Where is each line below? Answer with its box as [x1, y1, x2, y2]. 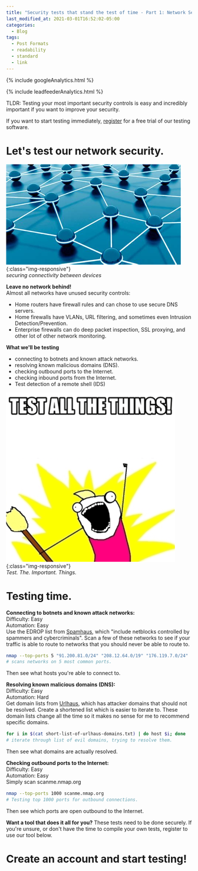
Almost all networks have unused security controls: [6, 289, 131, 296]
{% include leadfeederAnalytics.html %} [6, 88, 104, 95]
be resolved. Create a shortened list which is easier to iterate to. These [6, 706, 178, 713]
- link [11, 59, 28, 65]
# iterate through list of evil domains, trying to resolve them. [6, 737, 173, 743]
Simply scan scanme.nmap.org [6, 779, 81, 785]
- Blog [11, 28, 28, 34]
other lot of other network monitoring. [14, 332, 107, 339]
